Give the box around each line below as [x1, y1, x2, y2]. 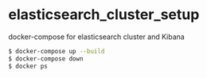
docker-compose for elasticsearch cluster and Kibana [8, 32, 185, 41]
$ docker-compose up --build [8, 47, 105, 55]
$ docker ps [8, 62, 48, 70]
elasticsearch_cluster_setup [8, 6, 200, 24]
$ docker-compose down [8, 54, 84, 63]
